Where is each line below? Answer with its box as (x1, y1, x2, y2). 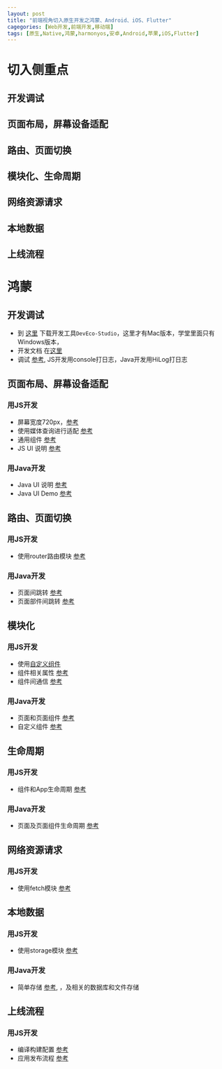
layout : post (7, 10, 45, 18)
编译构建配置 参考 (17, 1045, 68, 1054)
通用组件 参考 (17, 435, 57, 444)
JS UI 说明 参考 (17, 444, 61, 452)
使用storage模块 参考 (17, 946, 78, 955)
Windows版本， (17, 338, 63, 346)
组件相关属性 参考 (17, 668, 68, 676)
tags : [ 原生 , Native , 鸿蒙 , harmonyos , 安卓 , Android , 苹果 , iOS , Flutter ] (7, 29, 200, 37)
